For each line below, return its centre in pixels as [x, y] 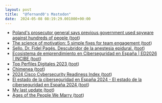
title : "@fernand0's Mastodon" [38, 14]
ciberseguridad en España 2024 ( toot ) [51, 85]
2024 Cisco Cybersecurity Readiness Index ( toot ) [62, 75]
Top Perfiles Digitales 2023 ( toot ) [46, 64]
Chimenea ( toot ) [29, 69]
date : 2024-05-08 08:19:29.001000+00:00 [48, 19]
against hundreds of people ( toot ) [46, 38]
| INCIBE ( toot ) [27, 59]
